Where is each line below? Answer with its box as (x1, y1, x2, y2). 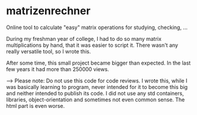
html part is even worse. (6, 102, 65, 109)
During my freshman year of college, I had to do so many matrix (6, 35, 162, 42)
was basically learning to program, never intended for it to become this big (6, 83, 188, 90)
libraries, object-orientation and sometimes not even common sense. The (6, 96, 185, 103)
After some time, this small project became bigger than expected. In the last (6, 59, 191, 66)
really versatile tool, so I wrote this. (6, 47, 91, 55)
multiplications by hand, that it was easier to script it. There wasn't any (6, 41, 179, 49)
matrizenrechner (6, 4, 91, 18)
